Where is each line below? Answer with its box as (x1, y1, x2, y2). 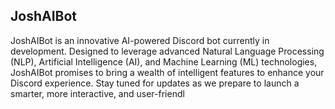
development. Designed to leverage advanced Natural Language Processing (10, 45, 325, 57)
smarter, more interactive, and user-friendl (10, 87, 185, 99)
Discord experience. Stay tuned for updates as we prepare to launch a (10, 77, 300, 89)
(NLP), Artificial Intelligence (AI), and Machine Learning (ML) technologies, (10, 55, 318, 68)
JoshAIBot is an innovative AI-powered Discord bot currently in (10, 34, 270, 46)
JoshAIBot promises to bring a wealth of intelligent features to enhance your (10, 66, 325, 78)
